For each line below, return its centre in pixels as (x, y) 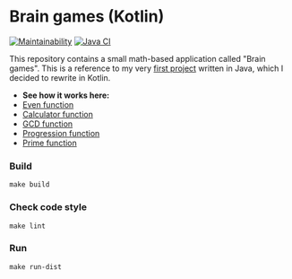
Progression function (61, 133)
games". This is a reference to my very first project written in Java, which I (146, 68)
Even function (48, 104)
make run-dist (36, 266)
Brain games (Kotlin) (87, 17)
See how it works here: (66, 95)
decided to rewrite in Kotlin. (60, 77)
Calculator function (58, 114)
